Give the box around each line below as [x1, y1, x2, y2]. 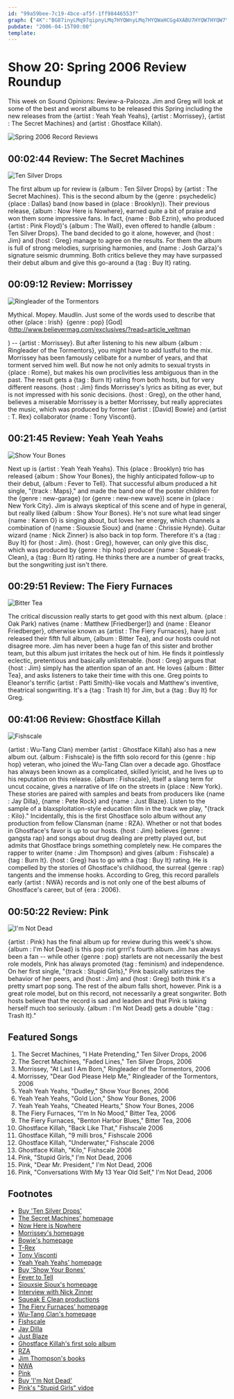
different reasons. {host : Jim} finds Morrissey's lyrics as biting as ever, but [8, 383, 223, 391]
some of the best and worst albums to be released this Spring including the [8, 105, 223, 113]
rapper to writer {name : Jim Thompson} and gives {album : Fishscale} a [8, 848, 215, 857]
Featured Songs [8, 1032, 78, 1044]
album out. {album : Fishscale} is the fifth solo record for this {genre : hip [8, 753, 216, 761]
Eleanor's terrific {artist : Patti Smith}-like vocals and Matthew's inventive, [8, 678, 219, 687]
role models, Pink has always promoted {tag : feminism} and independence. [8, 960, 225, 969]
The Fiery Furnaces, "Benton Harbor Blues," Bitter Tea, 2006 [17, 1116, 192, 1125]
